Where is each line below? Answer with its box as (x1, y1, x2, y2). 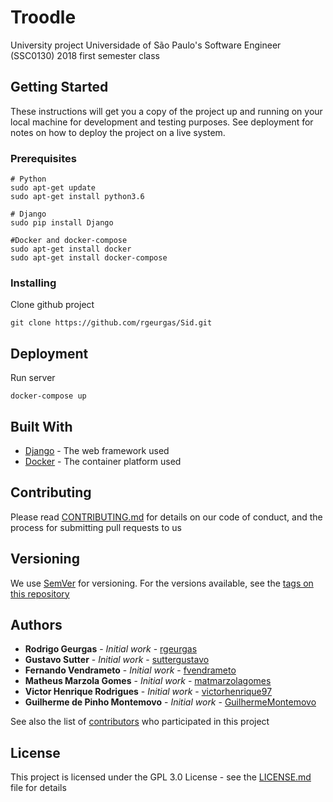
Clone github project (10, 299, 95, 311)
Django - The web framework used (24, 444, 170, 456)
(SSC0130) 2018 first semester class (10, 49, 160, 61)
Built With (10, 418, 73, 435)
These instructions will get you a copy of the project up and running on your (10, 105, 323, 117)
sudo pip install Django (10, 218, 114, 228)
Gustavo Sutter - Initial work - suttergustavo (24, 654, 210, 666)
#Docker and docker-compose (10, 236, 128, 246)
